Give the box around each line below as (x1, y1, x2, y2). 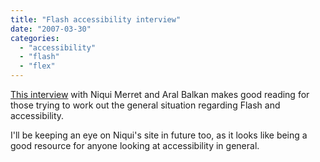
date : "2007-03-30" (10, 24, 92, 34)
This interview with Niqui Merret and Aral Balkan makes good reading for (10, 89, 310, 100)
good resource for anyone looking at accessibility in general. (10, 140, 260, 151)
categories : (10, 33, 60, 43)
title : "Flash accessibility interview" (10, 14, 182, 25)
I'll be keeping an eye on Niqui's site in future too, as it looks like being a (10, 129, 308, 141)
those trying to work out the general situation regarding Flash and (10, 99, 281, 111)
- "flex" (19, 61, 56, 71)
